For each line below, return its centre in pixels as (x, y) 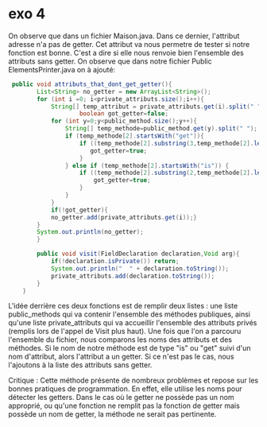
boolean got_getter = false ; (124, 114)
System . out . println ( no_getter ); (91, 232)
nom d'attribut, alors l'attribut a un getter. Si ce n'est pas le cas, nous (121, 357)
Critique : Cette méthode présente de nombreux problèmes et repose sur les (133, 380)
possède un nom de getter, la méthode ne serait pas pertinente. (112, 414)
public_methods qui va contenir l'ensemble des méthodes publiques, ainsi (129, 314)
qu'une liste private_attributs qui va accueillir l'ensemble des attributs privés (133, 323)
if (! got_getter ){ (79, 210)
